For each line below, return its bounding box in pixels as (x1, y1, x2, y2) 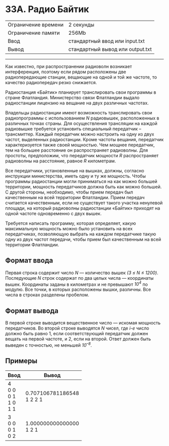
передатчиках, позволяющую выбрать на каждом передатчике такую (5, 231, 156, 237)
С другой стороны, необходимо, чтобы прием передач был (5, 189, 133, 195)
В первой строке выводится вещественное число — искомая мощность (5, 320, 161, 326)
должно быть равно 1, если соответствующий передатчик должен (5, 331, 148, 337)
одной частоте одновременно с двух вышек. (5, 210, 102, 216)
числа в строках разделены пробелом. (5, 292, 90, 298)
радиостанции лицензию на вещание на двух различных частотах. (5, 100, 149, 106)
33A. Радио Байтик (5, 4, 89, 15)
